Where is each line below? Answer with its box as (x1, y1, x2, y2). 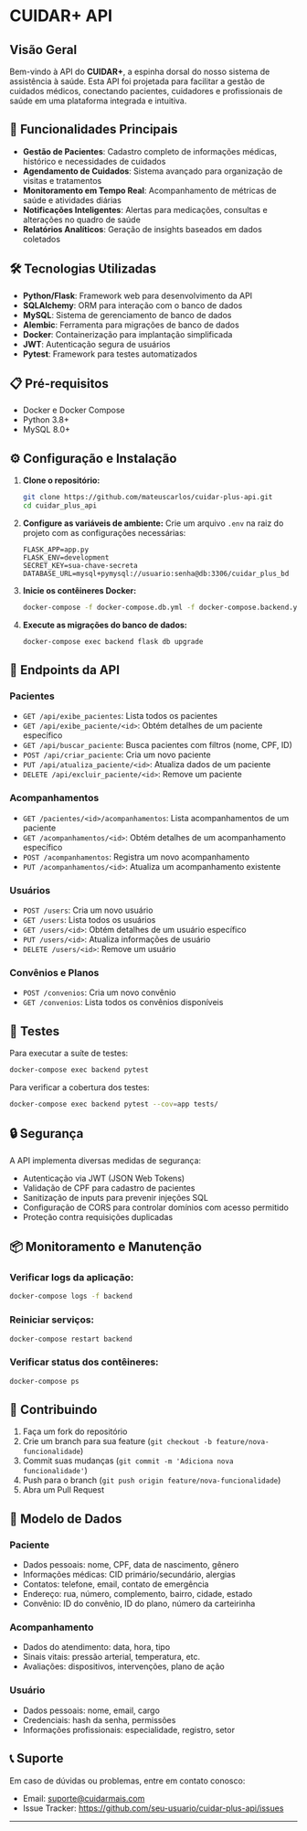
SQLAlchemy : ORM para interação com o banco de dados (22, 299, 243, 311)
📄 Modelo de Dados (9, 1511, 122, 1526)
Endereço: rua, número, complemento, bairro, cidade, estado (22, 1589, 253, 1600)
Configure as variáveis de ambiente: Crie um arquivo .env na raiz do (22, 518, 284, 529)
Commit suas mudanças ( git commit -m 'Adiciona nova (22, 1455, 234, 1466)
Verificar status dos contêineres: (9, 1355, 159, 1368)
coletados (22, 233, 61, 244)
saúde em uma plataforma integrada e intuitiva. (9, 95, 187, 106)
